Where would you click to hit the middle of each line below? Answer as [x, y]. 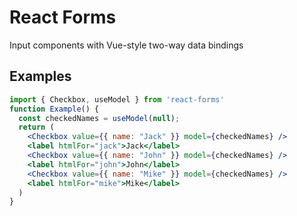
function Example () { [54, 109]
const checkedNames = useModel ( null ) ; [99, 118]
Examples [40, 76]
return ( [36, 127]
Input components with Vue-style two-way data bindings [126, 45]
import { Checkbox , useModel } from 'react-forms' [117, 99]
